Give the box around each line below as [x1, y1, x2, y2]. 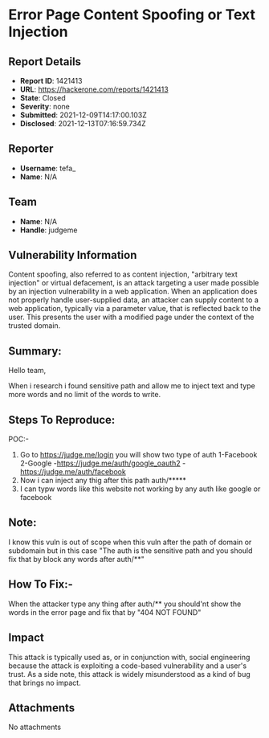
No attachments [8, 722, 62, 732]
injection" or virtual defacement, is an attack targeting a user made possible [8, 278, 259, 288]
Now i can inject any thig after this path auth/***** [19, 476, 187, 486]
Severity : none [19, 102, 71, 111]
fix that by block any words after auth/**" [8, 554, 145, 564]
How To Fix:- [8, 577, 74, 592]
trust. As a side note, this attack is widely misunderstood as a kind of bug [8, 669, 251, 679]
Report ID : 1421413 [19, 76, 83, 85]
